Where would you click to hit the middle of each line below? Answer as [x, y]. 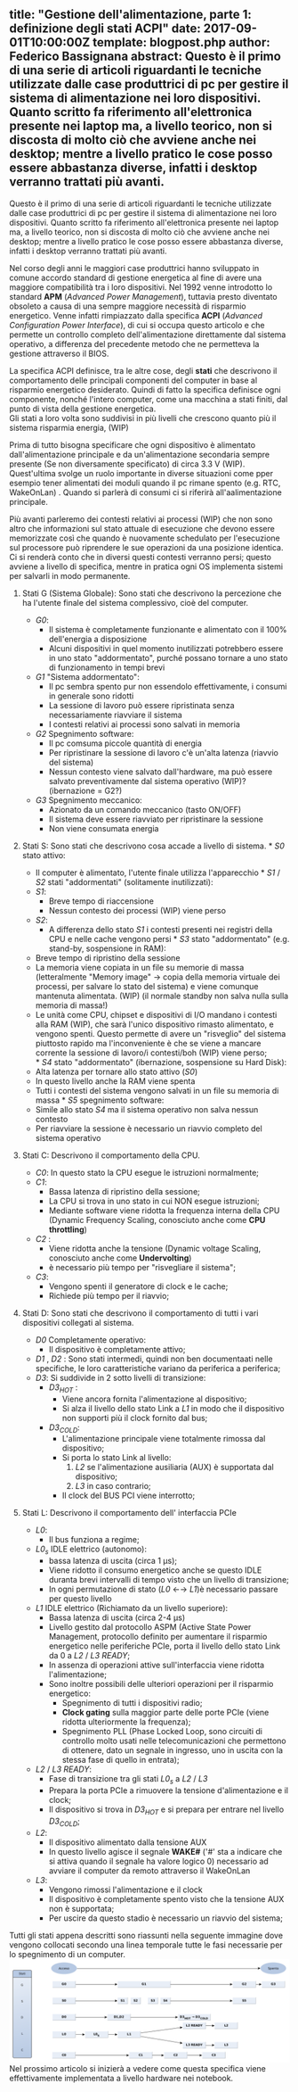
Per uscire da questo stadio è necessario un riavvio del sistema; [165, 1918]
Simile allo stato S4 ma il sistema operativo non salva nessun [147, 1109]
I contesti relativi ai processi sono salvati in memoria [144, 724]
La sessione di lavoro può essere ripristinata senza [141, 705]
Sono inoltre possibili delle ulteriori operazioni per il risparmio [161, 1684]
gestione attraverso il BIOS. [59, 353]
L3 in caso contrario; [113, 1486]
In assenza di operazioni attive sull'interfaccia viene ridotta [157, 1665]
